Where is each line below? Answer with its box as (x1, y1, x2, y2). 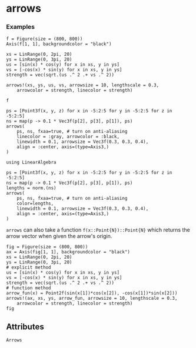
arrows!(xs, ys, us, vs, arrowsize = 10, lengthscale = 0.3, (6, 82, 160, 88)
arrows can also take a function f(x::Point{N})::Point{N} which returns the (6, 226, 190, 233)
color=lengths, (16, 200, 54, 207)
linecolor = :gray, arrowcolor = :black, (16, 134, 119, 140)
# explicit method (6, 265, 51, 270)
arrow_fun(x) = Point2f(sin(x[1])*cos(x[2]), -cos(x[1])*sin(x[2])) (6, 290, 178, 296)
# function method (6, 285, 51, 291)
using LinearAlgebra (6, 159, 57, 166)
